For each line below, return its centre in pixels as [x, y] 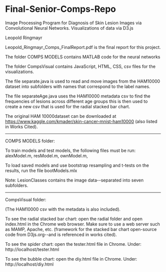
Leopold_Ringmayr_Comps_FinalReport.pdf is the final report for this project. [83, 47]
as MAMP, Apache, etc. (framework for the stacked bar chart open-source [81, 229]
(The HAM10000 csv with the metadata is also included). [63, 209]
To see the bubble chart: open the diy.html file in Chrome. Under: [71, 259]
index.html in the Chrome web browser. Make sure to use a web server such [83, 224]
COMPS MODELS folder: [30, 141]
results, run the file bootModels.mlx [41, 170]
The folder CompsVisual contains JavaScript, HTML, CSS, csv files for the [80, 66]
